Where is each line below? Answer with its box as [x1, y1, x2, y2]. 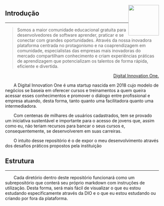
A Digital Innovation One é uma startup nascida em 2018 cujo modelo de [14, 82, 159, 88]
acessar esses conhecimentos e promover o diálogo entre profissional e [5, 92, 150, 98]
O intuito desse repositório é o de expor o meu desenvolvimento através [14, 137, 159, 143]
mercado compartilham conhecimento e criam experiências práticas [17, 53, 155, 59]
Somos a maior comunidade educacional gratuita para [17, 27, 126, 33]
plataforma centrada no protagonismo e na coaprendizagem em [17, 42, 146, 48]
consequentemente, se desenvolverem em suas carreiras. [5, 128, 122, 134]
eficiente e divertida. [17, 63, 59, 69]
